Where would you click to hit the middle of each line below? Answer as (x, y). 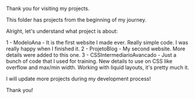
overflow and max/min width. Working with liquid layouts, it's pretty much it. (97, 67)
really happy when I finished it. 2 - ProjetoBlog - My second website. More (96, 49)
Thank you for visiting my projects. (48, 8)
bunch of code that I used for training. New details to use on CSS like (89, 61)
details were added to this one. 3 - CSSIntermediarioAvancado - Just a (91, 55)
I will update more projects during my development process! (78, 79)
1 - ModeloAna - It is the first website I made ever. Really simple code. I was (97, 42)
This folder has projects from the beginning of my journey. (76, 20)
